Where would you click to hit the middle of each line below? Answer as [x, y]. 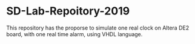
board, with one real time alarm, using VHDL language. [74, 34]
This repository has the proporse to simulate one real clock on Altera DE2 [98, 28]
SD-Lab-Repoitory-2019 [68, 11]
